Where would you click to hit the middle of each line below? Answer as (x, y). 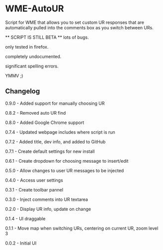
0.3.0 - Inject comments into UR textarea (47, 199)
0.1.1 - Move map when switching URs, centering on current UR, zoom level (82, 228)
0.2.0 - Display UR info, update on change (48, 209)
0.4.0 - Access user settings (34, 180)
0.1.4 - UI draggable (25, 218)
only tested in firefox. (27, 47)
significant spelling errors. (32, 66)
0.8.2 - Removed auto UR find (36, 113)
